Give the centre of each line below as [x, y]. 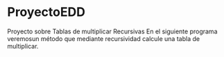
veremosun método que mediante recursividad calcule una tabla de [103, 38]
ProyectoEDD [46, 12]
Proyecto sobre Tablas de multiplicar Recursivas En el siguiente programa [112, 31]
